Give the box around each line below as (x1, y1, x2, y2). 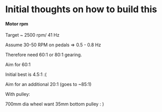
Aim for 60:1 (5, 62, 31, 68)
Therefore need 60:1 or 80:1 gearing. (5, 52, 83, 58)
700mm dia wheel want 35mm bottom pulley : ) (5, 101, 104, 107)
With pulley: (5, 91, 31, 97)
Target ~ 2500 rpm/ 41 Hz (5, 32, 60, 38)
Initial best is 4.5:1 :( (5, 71, 47, 77)
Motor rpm (5, 20, 29, 26)
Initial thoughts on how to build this (5, 4, 157, 15)
